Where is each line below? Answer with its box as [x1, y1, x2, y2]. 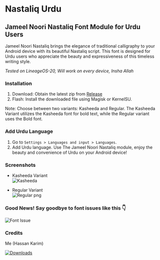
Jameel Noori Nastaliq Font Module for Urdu [5, 23, 141, 31]
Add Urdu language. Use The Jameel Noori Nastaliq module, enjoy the [12, 144, 153, 150]
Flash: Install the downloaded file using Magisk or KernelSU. [12, 96, 132, 102]
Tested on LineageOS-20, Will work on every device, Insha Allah [5, 68, 134, 74]
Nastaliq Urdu [5, 3, 62, 15]
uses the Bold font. [5, 116, 43, 122]
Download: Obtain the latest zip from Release [12, 91, 103, 97]
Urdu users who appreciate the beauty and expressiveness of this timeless [5, 53, 155, 59]
